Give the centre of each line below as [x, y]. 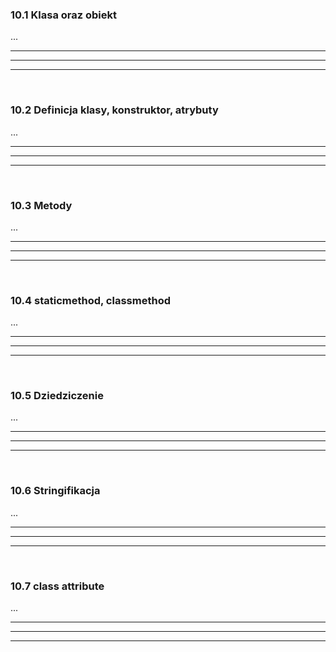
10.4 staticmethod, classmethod [90, 300]
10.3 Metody [41, 205]
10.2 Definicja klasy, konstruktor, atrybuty [114, 110]
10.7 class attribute [57, 586]
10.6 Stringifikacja [55, 491]
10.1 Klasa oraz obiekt [63, 15]
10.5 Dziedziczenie [57, 396]
